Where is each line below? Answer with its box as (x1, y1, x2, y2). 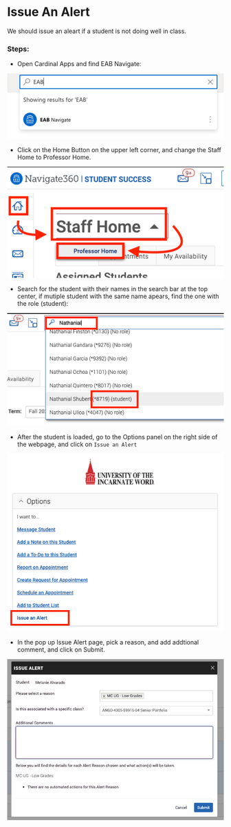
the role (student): (16, 300, 69, 308)
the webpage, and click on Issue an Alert (16, 440, 137, 448)
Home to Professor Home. (16, 153, 91, 162)
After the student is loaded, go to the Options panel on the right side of (16, 433, 218, 441)
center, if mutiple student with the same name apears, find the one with (16, 292, 219, 300)
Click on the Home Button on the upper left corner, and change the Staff (16, 146, 222, 154)
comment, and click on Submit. (16, 645, 105, 653)
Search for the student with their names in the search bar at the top (16, 285, 208, 293)
